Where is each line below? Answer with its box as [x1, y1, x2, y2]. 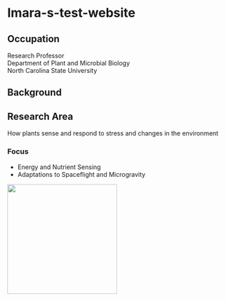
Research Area [7, 110, 74, 122]
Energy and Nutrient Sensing [17, 163, 101, 171]
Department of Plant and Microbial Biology [7, 59, 131, 67]
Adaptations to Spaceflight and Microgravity [17, 170, 146, 178]
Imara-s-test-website [7, 5, 135, 21]
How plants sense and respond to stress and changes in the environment [7, 129, 219, 138]
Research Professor [7, 51, 65, 60]
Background [7, 86, 62, 99]
